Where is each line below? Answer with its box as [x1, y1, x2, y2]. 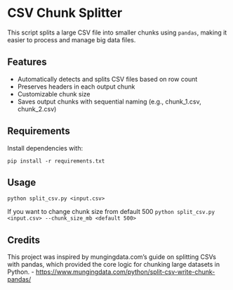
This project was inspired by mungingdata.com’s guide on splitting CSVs [7, 253, 216, 261]
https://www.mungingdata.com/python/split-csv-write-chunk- [35, 267, 215, 276]
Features [7, 56, 47, 68]
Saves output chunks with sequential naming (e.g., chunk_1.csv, [17, 97, 201, 106]
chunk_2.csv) [17, 104, 57, 113]
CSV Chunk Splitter [7, 5, 123, 21]
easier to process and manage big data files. [7, 35, 136, 44]
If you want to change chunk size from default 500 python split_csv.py [7, 208, 215, 216]
